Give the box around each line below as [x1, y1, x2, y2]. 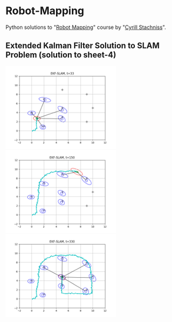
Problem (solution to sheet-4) [5, 50, 117, 60]
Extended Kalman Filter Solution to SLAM [5, 41, 160, 51]
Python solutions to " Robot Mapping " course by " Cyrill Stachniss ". [5, 24, 166, 31]
